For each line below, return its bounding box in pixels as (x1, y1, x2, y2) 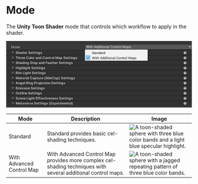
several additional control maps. (47, 169, 125, 176)
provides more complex (47, 157, 104, 164)
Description (71, 115, 101, 122)
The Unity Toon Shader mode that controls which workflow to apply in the (6, 23, 187, 30)
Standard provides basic (47, 130, 106, 137)
